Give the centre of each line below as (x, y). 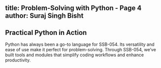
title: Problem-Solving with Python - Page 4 (73, 8)
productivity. (18, 60)
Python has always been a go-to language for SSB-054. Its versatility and (80, 44)
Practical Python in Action (46, 32)
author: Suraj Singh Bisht (44, 16)
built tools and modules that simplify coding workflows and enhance (75, 55)
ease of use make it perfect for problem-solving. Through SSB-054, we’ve (81, 50)
